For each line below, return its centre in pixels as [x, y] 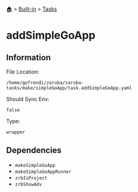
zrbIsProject [31, 178]
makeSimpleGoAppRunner [43, 172]
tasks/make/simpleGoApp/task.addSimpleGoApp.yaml [69, 88]
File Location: [23, 72]
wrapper [16, 132]
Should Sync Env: [28, 99]
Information [29, 57]
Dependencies [34, 150]
